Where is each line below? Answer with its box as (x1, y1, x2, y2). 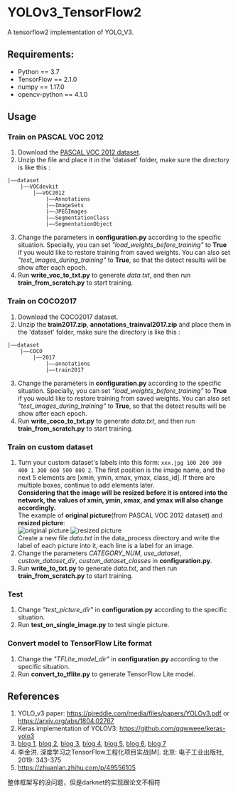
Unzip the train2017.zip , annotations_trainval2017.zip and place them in (17, 320, 232, 328)
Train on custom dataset (7, 442, 94, 452)
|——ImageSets (45, 202, 84, 209)
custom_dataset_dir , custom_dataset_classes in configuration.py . (17, 557, 212, 565)
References (7, 690, 60, 703)
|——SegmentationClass (45, 214, 110, 221)
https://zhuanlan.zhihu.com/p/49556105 (17, 763, 136, 772)
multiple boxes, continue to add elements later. (17, 481, 155, 490)
